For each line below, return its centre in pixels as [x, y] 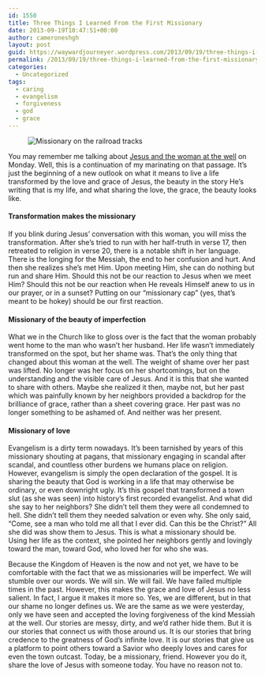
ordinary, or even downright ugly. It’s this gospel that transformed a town [126, 490]
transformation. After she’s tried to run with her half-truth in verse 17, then [127, 243]
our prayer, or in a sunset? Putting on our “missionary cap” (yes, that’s [122, 293]
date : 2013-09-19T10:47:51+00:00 [63, 30]
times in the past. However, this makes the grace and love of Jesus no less [129, 589]
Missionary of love [39, 430]
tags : [17, 81]
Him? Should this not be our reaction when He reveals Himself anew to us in [131, 285]
